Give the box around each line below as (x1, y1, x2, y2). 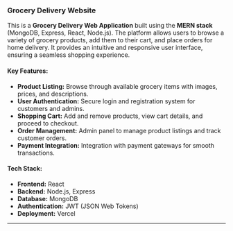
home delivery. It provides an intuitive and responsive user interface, (7, 44, 203, 52)
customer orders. (17, 134, 67, 142)
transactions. (17, 148, 55, 157)
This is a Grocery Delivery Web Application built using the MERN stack (7, 22, 213, 30)
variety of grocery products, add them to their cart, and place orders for (7, 36, 213, 44)
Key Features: (7, 67, 49, 75)
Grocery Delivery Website (7, 6, 96, 15)
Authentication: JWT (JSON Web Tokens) (17, 202, 139, 210)
